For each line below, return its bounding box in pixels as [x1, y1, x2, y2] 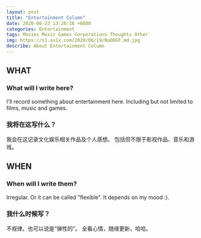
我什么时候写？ [6, 210, 51, 218]
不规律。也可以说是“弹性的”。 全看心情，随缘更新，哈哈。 [6, 225, 152, 232]
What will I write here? [6, 84, 74, 92]
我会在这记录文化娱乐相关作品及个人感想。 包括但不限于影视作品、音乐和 [6, 135, 189, 143]
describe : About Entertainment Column [6, 43, 105, 49]
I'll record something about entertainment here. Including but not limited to [6, 98, 193, 105]
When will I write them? [6, 179, 77, 188]
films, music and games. [6, 104, 68, 112]
